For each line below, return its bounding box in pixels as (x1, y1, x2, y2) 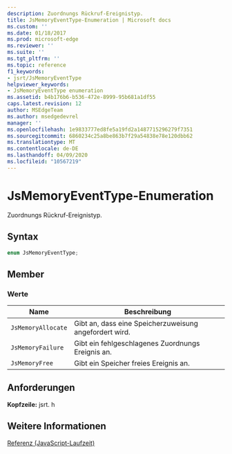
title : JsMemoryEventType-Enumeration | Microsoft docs (7, 17, 171, 24)
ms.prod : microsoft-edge (7, 36, 79, 43)
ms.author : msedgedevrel (7, 113, 79, 120)
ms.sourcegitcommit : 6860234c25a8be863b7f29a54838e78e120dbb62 (7, 132, 193, 139)
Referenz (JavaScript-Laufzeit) (7, 439, 95, 447)
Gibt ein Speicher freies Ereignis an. (73, 358, 190, 368)
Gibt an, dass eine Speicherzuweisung (73, 319, 199, 329)
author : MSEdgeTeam (7, 107, 64, 113)
